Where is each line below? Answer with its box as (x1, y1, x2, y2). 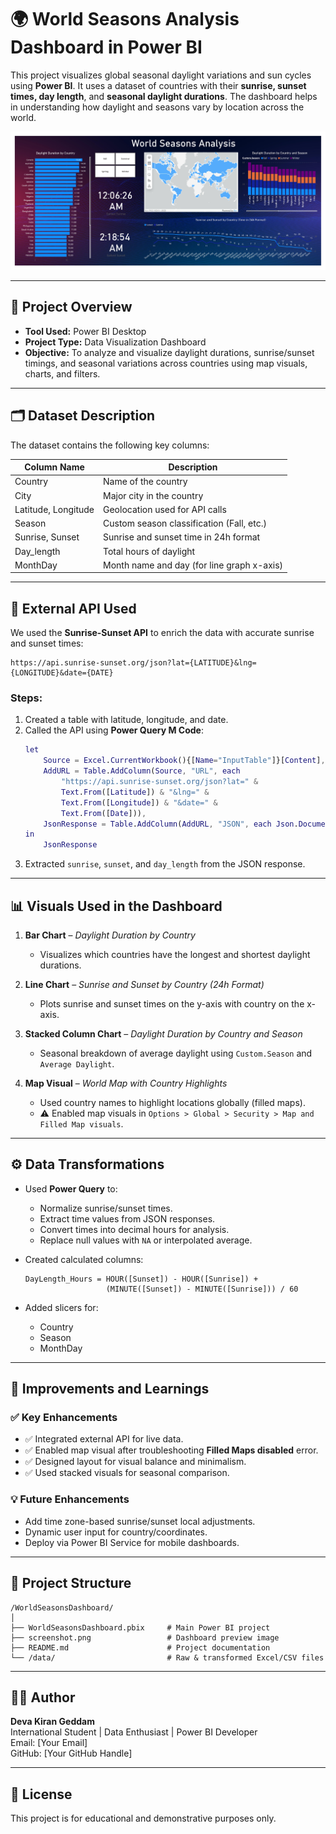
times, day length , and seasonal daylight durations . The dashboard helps (10, 90, 318, 102)
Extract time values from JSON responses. (39, 1212, 216, 1225)
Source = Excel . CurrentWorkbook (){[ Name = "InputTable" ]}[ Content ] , (43, 756, 326, 766)
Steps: (10, 691, 43, 705)
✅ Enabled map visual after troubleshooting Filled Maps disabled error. (24, 1444, 319, 1456)
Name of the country (103, 476, 188, 488)
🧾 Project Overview (10, 299, 133, 316)
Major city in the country (103, 489, 204, 501)
